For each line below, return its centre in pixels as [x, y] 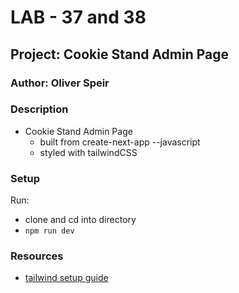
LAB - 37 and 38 [78, 17]
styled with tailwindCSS [88, 152]
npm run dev [49, 231]
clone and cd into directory [80, 220]
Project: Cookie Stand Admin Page [120, 54]
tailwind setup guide [66, 278]
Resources [37, 256]
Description [39, 109]
